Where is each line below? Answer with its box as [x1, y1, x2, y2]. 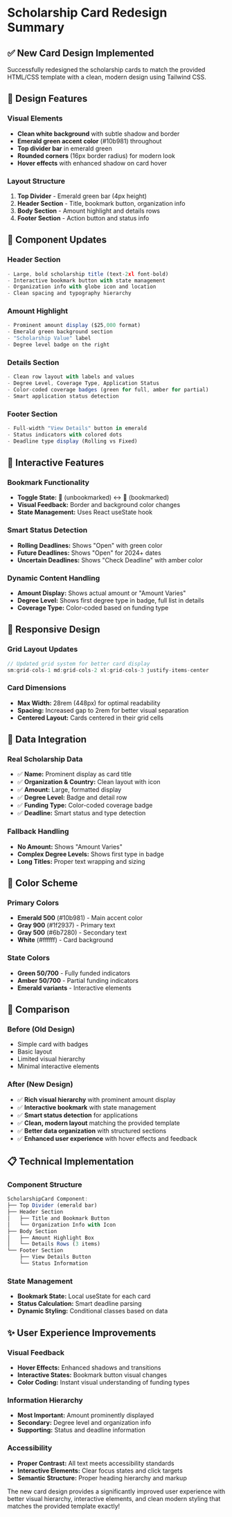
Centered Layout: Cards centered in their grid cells [17, 713, 164, 722]
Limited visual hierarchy [17, 1055, 85, 1063]
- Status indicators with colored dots [7, 431, 123, 438]
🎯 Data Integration [7, 734, 87, 745]
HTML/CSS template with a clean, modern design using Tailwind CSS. [7, 73, 206, 81]
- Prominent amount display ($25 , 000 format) [7, 322, 141, 329]
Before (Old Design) [7, 1024, 75, 1033]
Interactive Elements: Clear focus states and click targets [17, 1466, 184, 1475]
